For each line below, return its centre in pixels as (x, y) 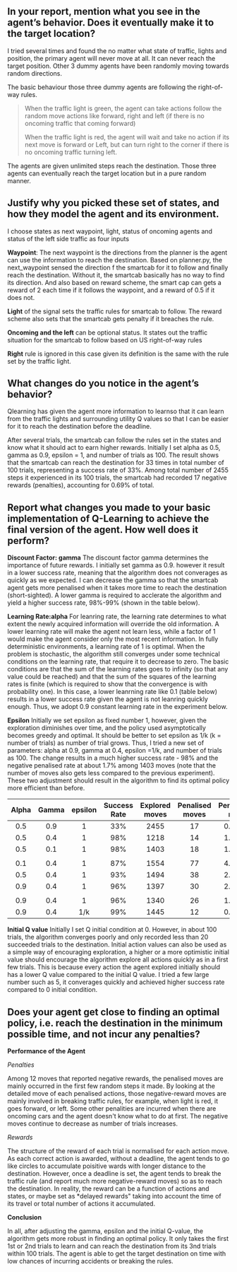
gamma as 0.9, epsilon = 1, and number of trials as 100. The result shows (113, 455)
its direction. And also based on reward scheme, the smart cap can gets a (115, 282)
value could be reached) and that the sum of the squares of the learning (112, 677)
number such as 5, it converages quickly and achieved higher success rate (116, 982)
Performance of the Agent (47, 1051)
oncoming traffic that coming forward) (80, 123)
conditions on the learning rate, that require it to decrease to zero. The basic (118, 661)
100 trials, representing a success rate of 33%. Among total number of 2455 (118, 470)
